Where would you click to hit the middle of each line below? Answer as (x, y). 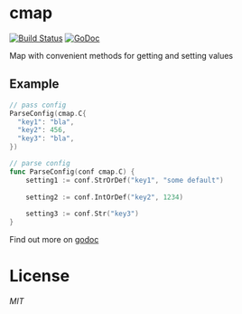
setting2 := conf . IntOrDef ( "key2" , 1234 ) (104, 197)
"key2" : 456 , (42, 130)
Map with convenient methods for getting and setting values (121, 55)
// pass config (38, 105)
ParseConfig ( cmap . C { (48, 113)
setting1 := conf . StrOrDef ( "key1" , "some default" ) (125, 180)
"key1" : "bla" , (46, 122)
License (40, 276)
